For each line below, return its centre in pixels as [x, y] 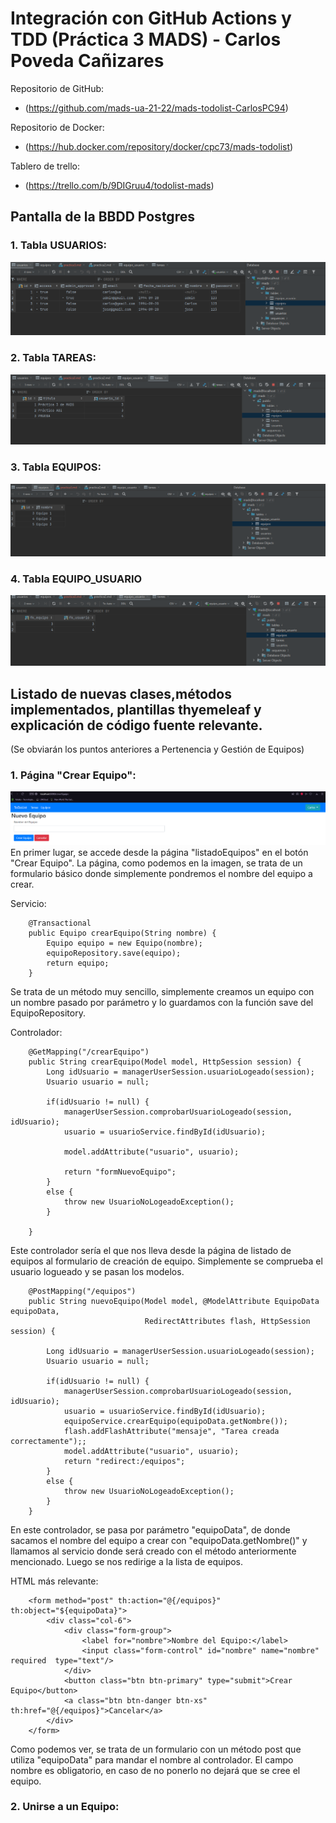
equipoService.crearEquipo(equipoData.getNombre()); [175, 1421]
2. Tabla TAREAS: [53, 358]
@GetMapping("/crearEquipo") [89, 1052]
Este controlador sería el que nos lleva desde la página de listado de [151, 1250]
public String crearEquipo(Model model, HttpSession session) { [165, 1062]
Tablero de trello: [45, 166]
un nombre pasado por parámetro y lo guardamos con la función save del [162, 1002]
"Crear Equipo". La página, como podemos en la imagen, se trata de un [156, 863]
